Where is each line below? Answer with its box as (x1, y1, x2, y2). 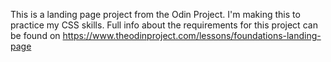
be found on (10, 30, 61, 41)
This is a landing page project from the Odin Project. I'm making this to (10, 9, 301, 20)
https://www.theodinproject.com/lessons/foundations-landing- (62, 30, 322, 41)
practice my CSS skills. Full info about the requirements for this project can (10, 19, 318, 31)
